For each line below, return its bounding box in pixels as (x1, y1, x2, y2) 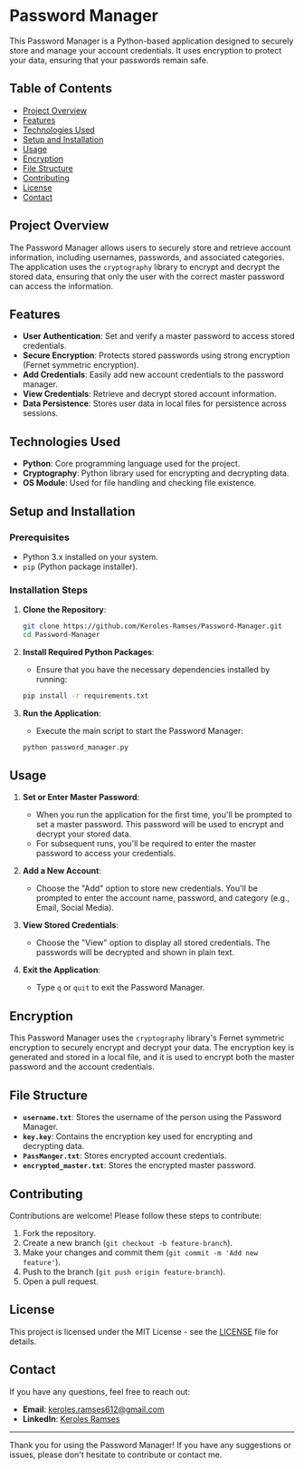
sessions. (22, 408, 59, 419)
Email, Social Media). (35, 903, 115, 913)
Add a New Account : (22, 865, 102, 876)
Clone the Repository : (22, 604, 107, 615)
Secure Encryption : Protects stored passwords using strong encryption (22, 350, 290, 361)
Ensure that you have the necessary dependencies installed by (35, 663, 271, 675)
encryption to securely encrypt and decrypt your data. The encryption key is (9, 1042, 295, 1053)
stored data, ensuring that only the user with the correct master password (9, 271, 285, 282)
